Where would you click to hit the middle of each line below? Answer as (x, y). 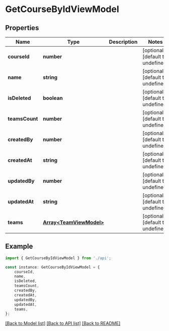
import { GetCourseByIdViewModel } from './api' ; (58, 258)
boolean (53, 98)
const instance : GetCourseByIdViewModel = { (53, 267)
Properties (22, 28)
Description (123, 42)
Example (19, 246)
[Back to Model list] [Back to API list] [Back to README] (63, 323)
